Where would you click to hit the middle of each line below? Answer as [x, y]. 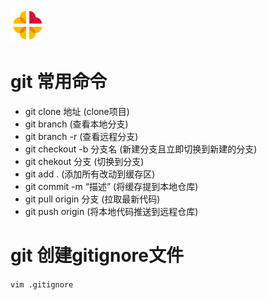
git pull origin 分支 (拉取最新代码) [92, 199]
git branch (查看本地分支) [76, 124]
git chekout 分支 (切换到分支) [84, 161]
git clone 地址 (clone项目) [77, 111]
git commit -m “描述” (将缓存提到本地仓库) [111, 186]
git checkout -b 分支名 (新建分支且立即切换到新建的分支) [141, 149]
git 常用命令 [59, 82]
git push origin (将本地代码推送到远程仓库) [111, 211]
